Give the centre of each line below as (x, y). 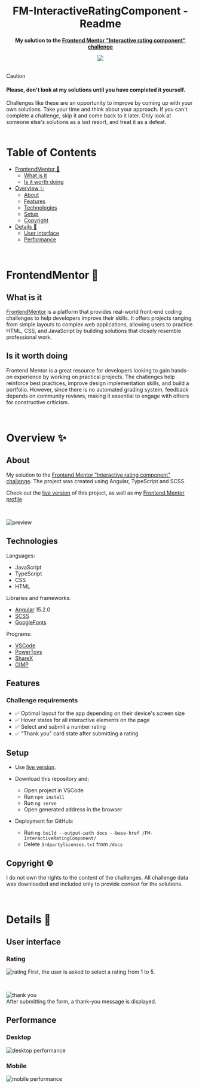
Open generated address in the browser (73, 810)
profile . (15, 499)
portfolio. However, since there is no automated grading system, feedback (97, 389)
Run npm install (44, 797)
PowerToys (28, 651)
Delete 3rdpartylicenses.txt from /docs (73, 844)
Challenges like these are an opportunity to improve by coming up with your (99, 103)
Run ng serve (40, 803)
